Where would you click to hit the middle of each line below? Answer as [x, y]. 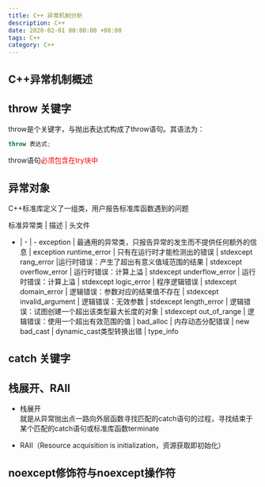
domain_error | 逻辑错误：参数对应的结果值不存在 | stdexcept [119, 292]
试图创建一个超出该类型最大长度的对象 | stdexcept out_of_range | [140, 312]
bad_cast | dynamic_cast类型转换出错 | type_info [99, 332]
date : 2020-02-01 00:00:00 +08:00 [65, 30]
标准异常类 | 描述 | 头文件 [49, 225]
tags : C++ [25, 38]
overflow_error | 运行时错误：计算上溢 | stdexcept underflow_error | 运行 [138, 272]
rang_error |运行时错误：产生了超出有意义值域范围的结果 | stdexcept [131, 262]
